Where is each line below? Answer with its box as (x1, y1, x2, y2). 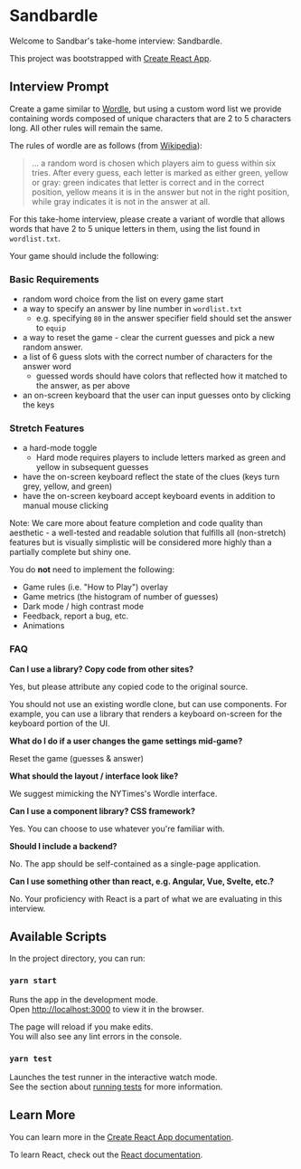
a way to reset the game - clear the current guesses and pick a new (22, 332, 276, 343)
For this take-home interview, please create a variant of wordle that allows (9, 214, 286, 225)
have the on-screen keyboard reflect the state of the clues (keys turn (22, 472, 280, 483)
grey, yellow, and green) (22, 481, 113, 492)
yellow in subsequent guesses (35, 462, 149, 473)
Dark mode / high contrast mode (22, 601, 145, 612)
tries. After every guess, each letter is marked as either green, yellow (31, 167, 289, 177)
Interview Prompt (9, 79, 109, 95)
